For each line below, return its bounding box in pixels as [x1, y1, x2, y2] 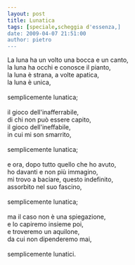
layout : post [7, 10, 46, 18]
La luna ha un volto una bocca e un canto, [7, 56, 129, 64]
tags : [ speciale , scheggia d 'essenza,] [7, 23, 121, 30]
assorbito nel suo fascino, [7, 183, 82, 191]
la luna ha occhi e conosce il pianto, [7, 63, 111, 72]
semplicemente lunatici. [7, 250, 76, 259]
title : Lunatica [7, 17, 55, 24]
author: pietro [7, 37, 52, 44]
